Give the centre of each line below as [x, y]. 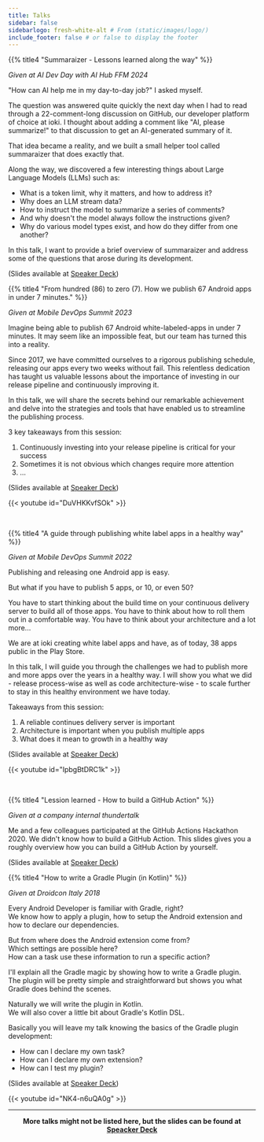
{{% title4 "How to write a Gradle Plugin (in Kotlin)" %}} [97, 878]
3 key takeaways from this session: [65, 432]
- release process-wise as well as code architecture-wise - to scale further [130, 684]
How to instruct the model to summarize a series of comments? [122, 210]
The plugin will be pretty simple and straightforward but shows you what [125, 981]
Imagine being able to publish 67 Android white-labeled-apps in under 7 [125, 328]
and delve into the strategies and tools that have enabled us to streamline [127, 408]
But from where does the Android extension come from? [99, 941]
